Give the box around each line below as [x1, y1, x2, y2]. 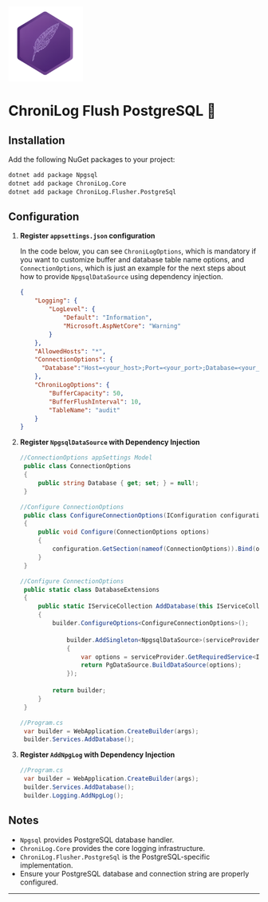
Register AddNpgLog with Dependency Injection [19, 750, 175, 759]
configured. [19, 877, 58, 887]
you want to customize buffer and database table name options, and [19, 255, 245, 265]
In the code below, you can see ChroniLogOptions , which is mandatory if [19, 246, 257, 256]
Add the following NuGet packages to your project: [8, 155, 175, 164]
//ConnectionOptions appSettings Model [19, 454, 153, 462]
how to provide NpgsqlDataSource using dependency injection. [19, 272, 223, 282]
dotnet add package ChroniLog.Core [8, 179, 127, 187]
